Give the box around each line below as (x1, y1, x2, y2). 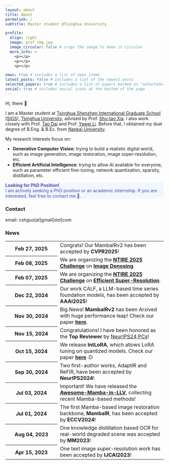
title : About (5, 12, 33, 17)
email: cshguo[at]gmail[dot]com (5, 217, 72, 223)
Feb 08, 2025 (15, 260, 48, 267)
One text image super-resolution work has (60, 445, 161, 452)
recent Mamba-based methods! (60, 395, 136, 403)
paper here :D (60, 354, 93, 361)
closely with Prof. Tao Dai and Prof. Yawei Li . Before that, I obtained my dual (5, 120, 162, 126)
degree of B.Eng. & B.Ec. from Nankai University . (5, 126, 106, 132)
